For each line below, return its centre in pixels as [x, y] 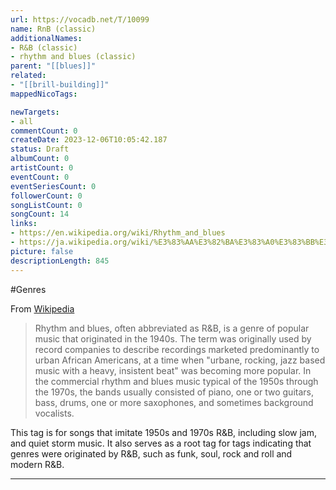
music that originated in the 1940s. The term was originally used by [173, 338]
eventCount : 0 [40, 177]
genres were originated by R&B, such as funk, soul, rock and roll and [151, 453]
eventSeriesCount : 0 [53, 186]
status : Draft [40, 149]
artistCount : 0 [42, 168]
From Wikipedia [42, 308]
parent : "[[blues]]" [53, 66]
